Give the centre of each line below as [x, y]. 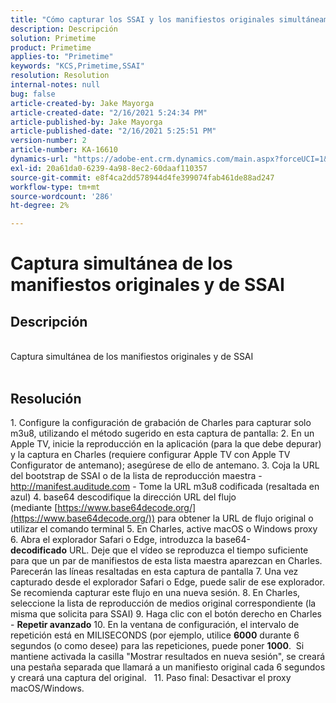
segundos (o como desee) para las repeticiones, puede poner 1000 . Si [157, 645]
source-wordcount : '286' [62, 196]
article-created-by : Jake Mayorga [82, 103]
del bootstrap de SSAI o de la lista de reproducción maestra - [136, 475]
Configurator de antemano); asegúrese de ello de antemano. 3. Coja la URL [165, 465]
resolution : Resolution [60, 76]
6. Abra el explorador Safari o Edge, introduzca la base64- [131, 539]
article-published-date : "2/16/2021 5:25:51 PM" [113, 131]
